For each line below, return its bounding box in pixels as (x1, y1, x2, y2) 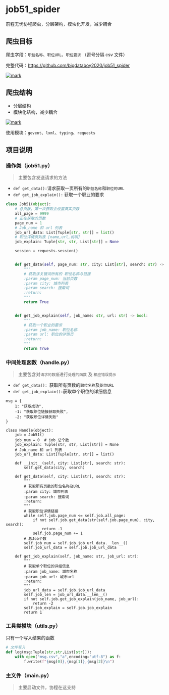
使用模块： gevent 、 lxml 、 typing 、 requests (6, 129, 95, 135)
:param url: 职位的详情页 (24, 332, 74, 337)
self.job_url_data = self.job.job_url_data (24, 545, 117, 550)
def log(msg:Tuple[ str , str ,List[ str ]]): (6, 650, 92, 655)
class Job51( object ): (6, 202, 51, 207)
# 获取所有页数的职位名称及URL (24, 484, 80, 489)
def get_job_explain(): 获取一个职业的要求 (13, 192, 104, 198)
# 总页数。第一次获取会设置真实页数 (15, 206, 80, 212)
